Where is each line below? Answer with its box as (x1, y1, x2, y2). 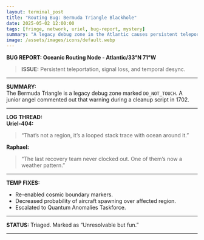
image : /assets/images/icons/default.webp (6, 37, 115, 43)
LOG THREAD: (6, 114, 42, 120)
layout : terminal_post (6, 9, 64, 15)
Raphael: (6, 143, 29, 151)
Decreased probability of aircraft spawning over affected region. (15, 197, 176, 204)
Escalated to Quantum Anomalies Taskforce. (15, 204, 126, 211)
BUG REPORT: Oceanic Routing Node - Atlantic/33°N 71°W (6, 54, 157, 61)
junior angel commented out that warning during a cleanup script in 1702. (6, 96, 189, 103)
